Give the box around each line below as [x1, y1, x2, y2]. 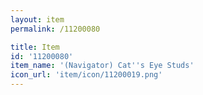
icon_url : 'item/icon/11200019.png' [10, 70, 163, 80]
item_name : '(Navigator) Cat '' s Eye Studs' [10, 61, 195, 71]
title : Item [10, 42, 60, 52]
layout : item [10, 14, 65, 25]
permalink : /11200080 [10, 24, 101, 34]
